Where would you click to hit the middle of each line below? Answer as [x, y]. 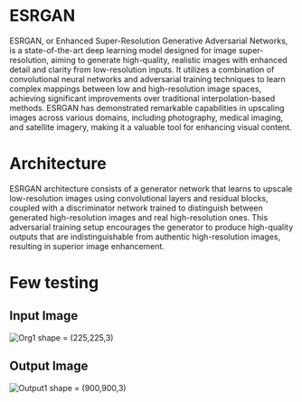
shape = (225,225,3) [75, 337]
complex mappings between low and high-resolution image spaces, [136, 89]
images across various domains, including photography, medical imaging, [146, 117]
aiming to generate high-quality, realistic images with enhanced [169, 60]
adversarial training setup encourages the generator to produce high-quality [151, 227]
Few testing [54, 283]
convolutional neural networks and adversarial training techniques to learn [148, 79]
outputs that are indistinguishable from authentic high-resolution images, [145, 237]
